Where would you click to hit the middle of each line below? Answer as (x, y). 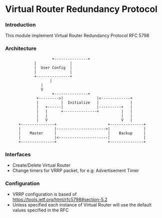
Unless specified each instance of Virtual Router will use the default (82, 205)
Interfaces (18, 154)
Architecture (21, 48)
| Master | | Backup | (82, 133)
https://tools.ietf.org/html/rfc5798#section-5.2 (60, 200)
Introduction (20, 25)
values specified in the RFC (40, 210)
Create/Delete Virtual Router (41, 165)
